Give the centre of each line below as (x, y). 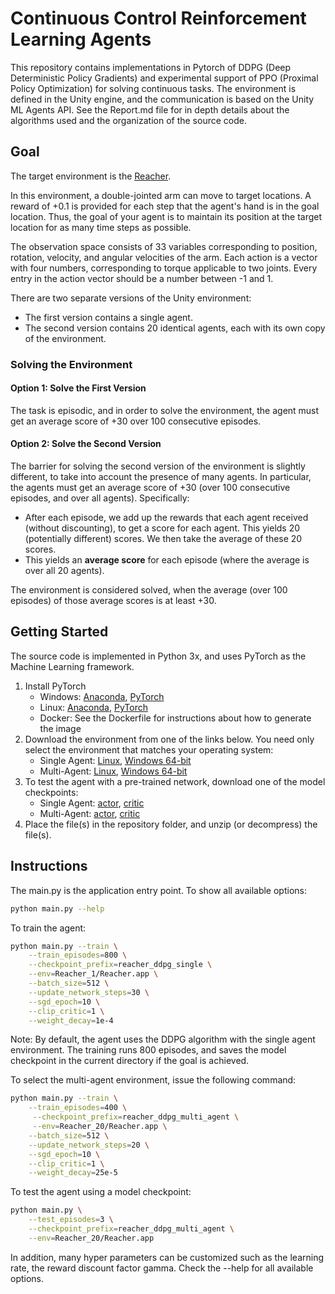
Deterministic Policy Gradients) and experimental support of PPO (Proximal (164, 78)
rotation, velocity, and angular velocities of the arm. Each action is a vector (164, 257)
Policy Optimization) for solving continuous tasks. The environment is (153, 88)
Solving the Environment (71, 364)
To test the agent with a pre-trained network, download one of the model (175, 781)
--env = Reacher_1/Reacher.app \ (93, 974)
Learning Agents (81, 39)
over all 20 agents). (64, 571)
